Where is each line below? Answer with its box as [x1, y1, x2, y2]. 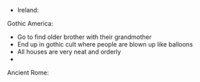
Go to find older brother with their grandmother [17, 33, 152, 41]
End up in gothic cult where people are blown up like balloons [17, 40, 193, 48]
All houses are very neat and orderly [17, 48, 121, 56]
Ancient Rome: [7, 69, 49, 76]
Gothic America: [7, 19, 53, 27]
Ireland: [17, 6, 39, 14]
